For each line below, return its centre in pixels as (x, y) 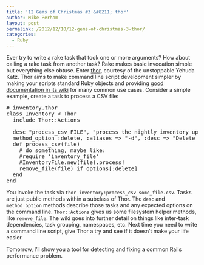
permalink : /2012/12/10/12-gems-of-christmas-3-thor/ (76, 29)
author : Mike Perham (32, 18)
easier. (15, 237)
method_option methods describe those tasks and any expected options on (100, 205)
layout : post (23, 23)
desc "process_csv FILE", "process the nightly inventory (101, 132)
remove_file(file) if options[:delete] (78, 169)
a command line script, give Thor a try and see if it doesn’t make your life (98, 231)
